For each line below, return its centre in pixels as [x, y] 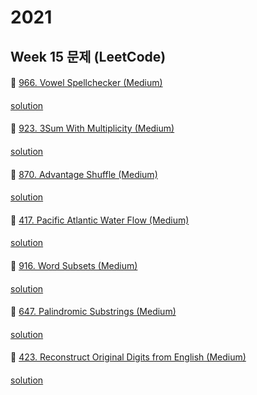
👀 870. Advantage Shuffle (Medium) [84, 174]
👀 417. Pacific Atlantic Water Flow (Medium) [100, 220]
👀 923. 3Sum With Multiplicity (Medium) [92, 128]
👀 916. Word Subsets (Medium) [74, 265]
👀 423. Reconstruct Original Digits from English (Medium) [128, 357]
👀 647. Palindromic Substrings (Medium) [93, 312]
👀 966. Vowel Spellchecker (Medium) [86, 83]
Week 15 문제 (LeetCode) [88, 56]
